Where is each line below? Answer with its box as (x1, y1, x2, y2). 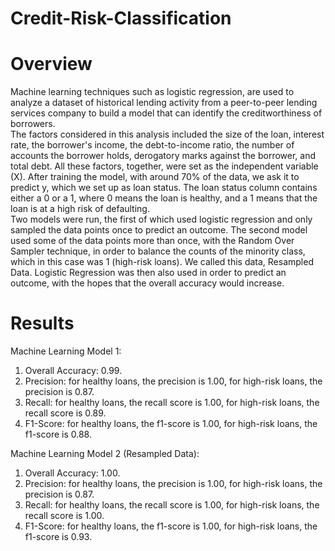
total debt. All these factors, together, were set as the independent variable (10, 160, 319, 172)
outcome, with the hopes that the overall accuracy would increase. (10, 277, 285, 289)
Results (10, 312, 75, 335)
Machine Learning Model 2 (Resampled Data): (10, 448, 200, 460)
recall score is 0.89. (24, 407, 107, 419)
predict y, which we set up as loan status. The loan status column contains (10, 182, 318, 194)
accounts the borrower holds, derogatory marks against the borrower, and (10, 150, 317, 162)
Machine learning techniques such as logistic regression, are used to (10, 86, 295, 98)
